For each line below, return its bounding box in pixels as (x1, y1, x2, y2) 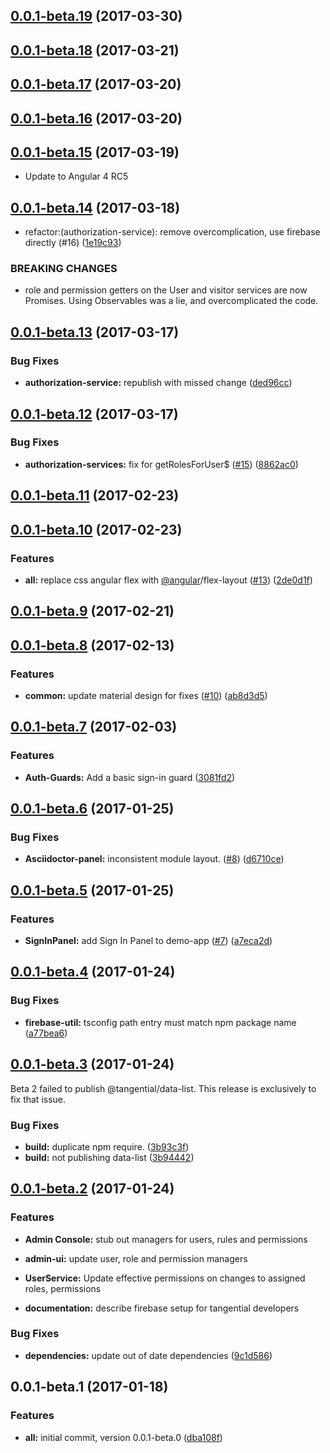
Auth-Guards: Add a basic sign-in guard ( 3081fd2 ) (24, 771, 236, 783)
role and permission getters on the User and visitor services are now (24, 284, 308, 296)
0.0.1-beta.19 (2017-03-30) (10, 8, 183, 25)
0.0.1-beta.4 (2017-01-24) (10, 964, 176, 981)
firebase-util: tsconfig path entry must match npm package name (24, 1016, 297, 1028)
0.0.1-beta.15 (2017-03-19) (10, 144, 180, 161)
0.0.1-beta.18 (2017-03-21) (10, 42, 180, 59)
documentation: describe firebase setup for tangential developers (24, 1302, 300, 1314)
